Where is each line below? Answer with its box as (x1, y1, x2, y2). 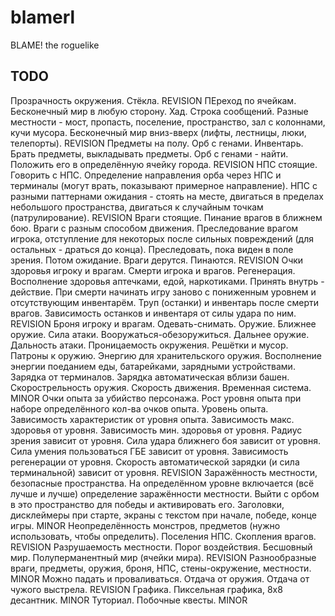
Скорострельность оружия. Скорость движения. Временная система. (10, 381, 312, 393)
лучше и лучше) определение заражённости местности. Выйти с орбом (10, 487, 320, 500)
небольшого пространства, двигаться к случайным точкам (10, 201, 264, 213)
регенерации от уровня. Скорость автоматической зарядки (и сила (10, 456, 300, 468)
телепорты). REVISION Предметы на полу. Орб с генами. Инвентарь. (10, 137, 304, 149)
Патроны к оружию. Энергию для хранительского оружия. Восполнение (10, 349, 322, 361)
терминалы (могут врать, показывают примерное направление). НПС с (10, 179, 318, 191)
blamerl (10, 6, 76, 29)
